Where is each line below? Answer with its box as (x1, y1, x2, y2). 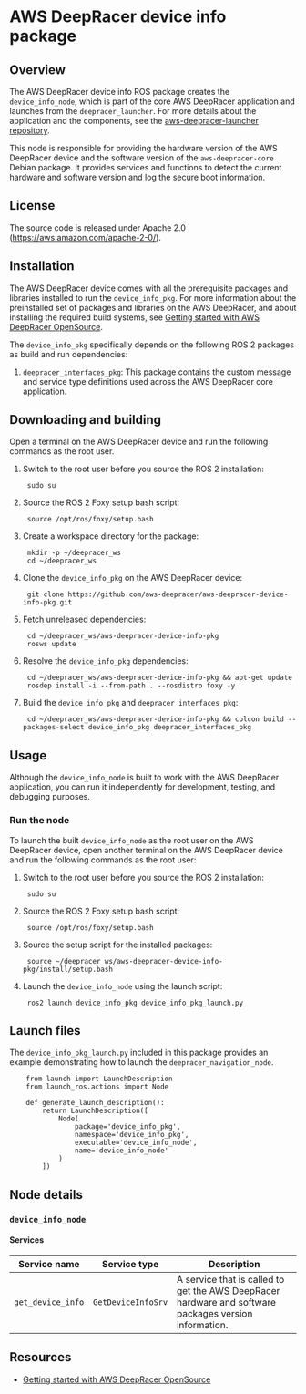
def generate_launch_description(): (25, 1099, 166, 1108)
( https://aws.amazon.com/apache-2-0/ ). (9, 232, 162, 243)
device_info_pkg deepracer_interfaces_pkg (87, 723, 252, 732)
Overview (9, 62, 66, 77)
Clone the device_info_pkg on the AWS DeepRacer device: (22, 573, 243, 583)
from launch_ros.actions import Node (25, 1082, 169, 1091)
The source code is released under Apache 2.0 (9, 222, 187, 233)
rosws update (26, 640, 76, 649)
